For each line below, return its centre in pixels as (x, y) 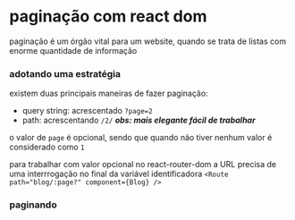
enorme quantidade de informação (73, 50)
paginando (33, 205)
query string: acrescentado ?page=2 (88, 111)
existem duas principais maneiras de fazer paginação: (109, 93)
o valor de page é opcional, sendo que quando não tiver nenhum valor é (141, 138)
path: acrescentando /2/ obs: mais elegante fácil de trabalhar (139, 120)
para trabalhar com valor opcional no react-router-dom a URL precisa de (143, 165)
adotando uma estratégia (65, 73)
